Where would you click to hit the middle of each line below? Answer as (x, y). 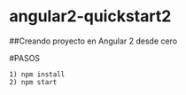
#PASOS (25, 58)
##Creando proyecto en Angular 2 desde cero (93, 41)
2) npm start (33, 82)
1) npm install (37, 74)
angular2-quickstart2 (90, 16)
